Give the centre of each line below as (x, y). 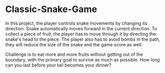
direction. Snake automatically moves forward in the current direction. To (81, 28)
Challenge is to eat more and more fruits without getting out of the (74, 54)
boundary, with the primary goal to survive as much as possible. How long (83, 59)
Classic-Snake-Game (51, 9)
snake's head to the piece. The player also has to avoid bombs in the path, (83, 39)
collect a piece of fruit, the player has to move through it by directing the (81, 34)
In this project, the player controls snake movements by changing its (76, 23)
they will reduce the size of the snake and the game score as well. (74, 44)
